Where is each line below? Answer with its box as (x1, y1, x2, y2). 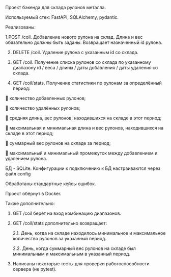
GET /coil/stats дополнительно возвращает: (12, 220, 107, 226)
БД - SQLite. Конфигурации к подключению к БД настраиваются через (5, 165, 161, 171)
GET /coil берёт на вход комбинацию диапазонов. (12, 210, 121, 216)
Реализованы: (5, 24, 36, 30)
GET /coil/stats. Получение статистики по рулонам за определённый (12, 80, 162, 86)
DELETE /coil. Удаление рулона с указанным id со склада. (12, 49, 139, 55)
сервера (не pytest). (12, 266, 57, 272)
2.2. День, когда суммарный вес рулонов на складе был (12, 245, 136, 251)
